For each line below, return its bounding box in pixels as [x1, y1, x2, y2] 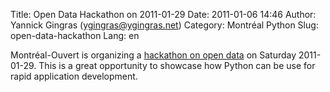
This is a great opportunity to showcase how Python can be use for [38, 60, 316, 71]
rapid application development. [10, 70, 138, 82]
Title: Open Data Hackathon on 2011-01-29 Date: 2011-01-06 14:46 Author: [10, 9, 317, 20]
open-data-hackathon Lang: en [10, 30, 140, 41]
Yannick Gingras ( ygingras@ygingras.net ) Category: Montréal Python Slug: [10, 19, 319, 31]
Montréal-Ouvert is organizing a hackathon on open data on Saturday [10, 49, 297, 61]
